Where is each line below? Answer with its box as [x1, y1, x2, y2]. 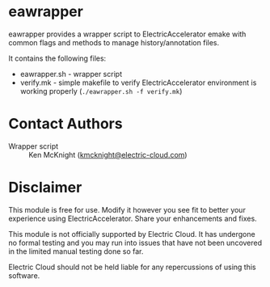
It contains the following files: [8, 53, 107, 63]
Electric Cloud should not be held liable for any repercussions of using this [8, 262, 256, 272]
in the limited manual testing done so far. [8, 246, 144, 256]
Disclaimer [8, 179, 82, 196]
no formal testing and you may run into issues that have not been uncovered [8, 238, 263, 247]
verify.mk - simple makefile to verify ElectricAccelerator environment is [19, 78, 257, 87]
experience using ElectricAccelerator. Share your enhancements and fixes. [8, 213, 257, 223]
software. [8, 270, 40, 281]
